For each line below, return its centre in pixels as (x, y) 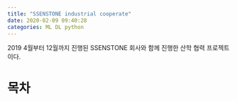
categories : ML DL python (45, 27)
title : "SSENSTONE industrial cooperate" (70, 14)
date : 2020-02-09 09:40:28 (47, 20)
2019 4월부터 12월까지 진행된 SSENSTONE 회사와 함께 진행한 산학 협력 (106, 48)
